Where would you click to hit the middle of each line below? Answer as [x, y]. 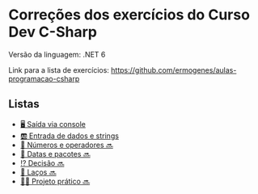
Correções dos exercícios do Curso [129, 15]
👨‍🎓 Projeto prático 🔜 [55, 181]
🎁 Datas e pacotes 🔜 [55, 154]
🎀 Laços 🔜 [38, 172]
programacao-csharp [44, 78]
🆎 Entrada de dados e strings [70, 136]
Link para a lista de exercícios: [59, 70]
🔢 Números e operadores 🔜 [66, 145]
